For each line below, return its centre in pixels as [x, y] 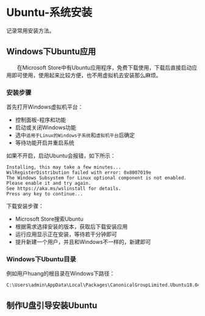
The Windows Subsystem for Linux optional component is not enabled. [97, 178]
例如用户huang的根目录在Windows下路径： [61, 274]
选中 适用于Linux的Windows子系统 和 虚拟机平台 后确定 [75, 135]
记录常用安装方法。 [31, 31]
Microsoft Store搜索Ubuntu [49, 219]
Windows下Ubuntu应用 [51, 52]
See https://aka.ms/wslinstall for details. [64, 189]
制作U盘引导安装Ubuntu [52, 305]
